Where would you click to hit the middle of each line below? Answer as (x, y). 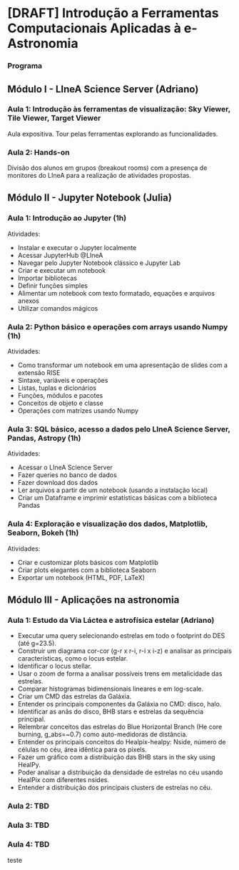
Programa (25, 66)
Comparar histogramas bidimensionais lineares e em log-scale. (111, 689)
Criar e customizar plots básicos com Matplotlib (88, 562)
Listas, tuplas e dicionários (57, 388)
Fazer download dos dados (58, 483)
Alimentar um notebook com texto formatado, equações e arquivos (116, 293)
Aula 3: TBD (29, 825)
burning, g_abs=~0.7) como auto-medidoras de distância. (102, 734)
